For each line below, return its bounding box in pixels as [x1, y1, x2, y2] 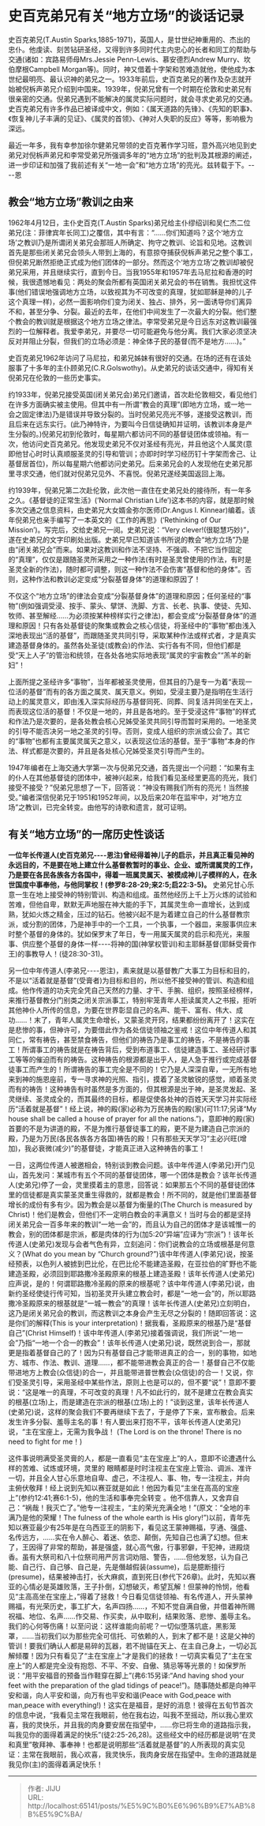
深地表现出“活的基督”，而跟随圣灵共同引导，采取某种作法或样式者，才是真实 [8, 630, 256, 640]
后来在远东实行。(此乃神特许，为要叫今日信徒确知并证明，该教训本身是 [14, 419, 246, 429]
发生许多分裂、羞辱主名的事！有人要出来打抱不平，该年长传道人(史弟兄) [8, 1417, 242, 1426]
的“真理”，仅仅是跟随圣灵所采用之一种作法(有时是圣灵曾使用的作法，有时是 [8, 554, 252, 564]
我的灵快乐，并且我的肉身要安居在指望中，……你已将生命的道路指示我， [21, 1719, 256, 1730]
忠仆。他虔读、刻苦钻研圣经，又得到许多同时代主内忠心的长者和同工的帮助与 [8, 44, 257, 54]
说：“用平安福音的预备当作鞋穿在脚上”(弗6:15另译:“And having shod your [8, 1670, 244, 1680]
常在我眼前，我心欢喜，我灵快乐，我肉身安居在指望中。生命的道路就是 [28, 1749, 257, 1759]
